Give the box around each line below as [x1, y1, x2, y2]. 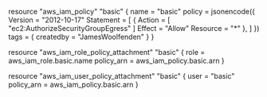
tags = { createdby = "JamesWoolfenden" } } [8, 32, 155, 41]
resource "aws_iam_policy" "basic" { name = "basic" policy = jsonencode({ [8, 7, 256, 16]
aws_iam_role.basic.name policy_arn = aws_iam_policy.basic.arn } [8, 56, 225, 65]
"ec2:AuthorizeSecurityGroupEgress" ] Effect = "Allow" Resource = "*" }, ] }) [8, 24, 260, 33]
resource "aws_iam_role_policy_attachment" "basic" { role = [8, 48, 206, 56]
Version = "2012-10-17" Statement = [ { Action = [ [8, 15, 171, 25]
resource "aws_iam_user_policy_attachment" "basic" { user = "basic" [8, 72, 235, 80]
